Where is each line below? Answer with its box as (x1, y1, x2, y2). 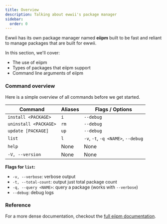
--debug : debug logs (12, 189, 54, 195)
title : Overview (5, 7, 39, 12)
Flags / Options (95, 106, 132, 113)
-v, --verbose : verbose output (12, 173, 76, 180)
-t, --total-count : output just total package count (12, 179, 117, 185)
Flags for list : (5, 164, 36, 170)
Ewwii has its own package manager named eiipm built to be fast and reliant (5, 35, 162, 41)
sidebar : (5, 16, 23, 21)
